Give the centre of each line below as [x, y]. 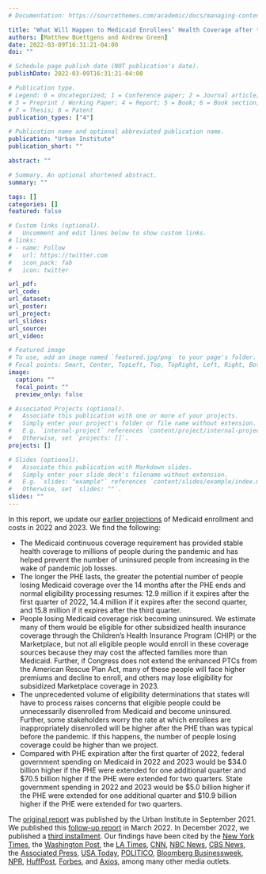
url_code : [25, 292]
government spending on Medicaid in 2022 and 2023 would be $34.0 [133, 761]
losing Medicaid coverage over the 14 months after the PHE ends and [133, 585]
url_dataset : [30, 299]
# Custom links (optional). [55, 226]
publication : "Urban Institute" [61, 139]
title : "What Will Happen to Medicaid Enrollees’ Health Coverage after [131, 30]
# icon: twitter [38, 270]
